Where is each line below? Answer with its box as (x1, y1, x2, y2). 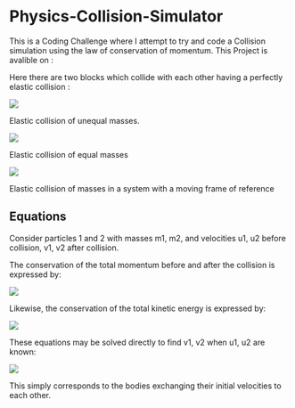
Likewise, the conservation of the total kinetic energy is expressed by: (9, 303, 266, 314)
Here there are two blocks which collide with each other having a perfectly (9, 71, 283, 82)
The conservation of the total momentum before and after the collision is (9, 259, 275, 270)
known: (9, 346, 37, 357)
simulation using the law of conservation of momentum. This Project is (9, 45, 268, 55)
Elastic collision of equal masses (9, 149, 129, 159)
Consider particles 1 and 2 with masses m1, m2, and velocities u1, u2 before (9, 233, 287, 243)
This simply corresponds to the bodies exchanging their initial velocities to (9, 380, 283, 391)
